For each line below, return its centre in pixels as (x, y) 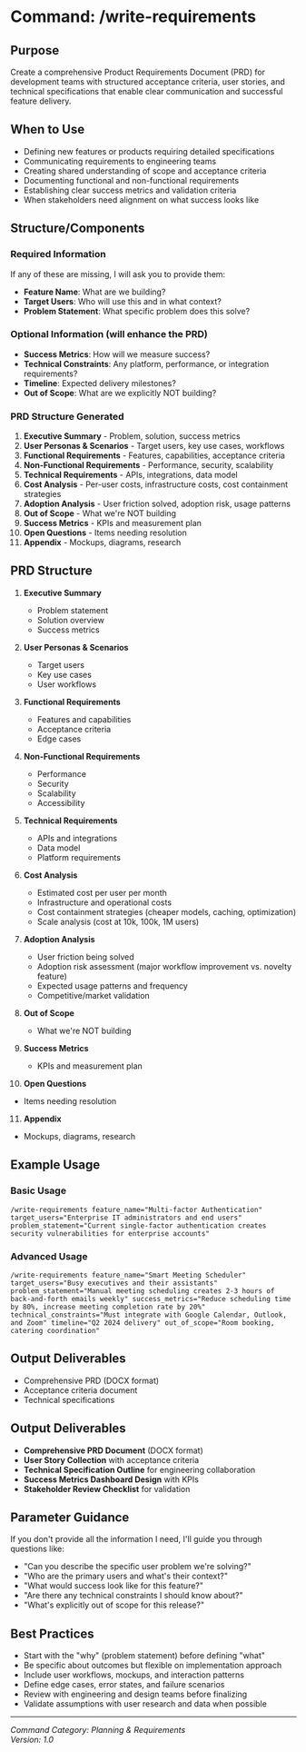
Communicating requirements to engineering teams (120, 161)
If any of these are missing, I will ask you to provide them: (118, 274)
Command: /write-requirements (133, 17)
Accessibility (61, 802)
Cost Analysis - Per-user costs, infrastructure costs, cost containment (156, 484)
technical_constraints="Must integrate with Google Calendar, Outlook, (148, 1315)
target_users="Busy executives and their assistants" (114, 1283)
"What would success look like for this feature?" (113, 1586)
